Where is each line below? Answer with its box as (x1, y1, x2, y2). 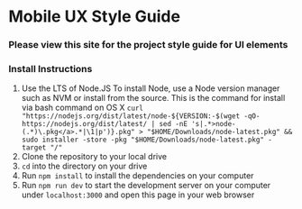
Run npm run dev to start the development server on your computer (21, 180, 271, 191)
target (21, 143, 47, 152)
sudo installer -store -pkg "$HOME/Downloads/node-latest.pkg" (21, 135, 265, 145)
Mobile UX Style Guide (8, 6, 181, 27)
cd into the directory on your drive (21, 160, 148, 172)
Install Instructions (8, 63, 93, 76)
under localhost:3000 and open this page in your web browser (21, 189, 255, 200)
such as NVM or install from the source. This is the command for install (21, 93, 286, 104)
